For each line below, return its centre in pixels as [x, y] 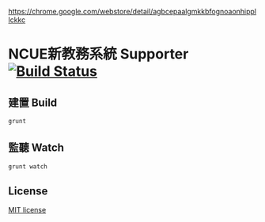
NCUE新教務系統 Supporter [98, 54]
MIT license [27, 210]
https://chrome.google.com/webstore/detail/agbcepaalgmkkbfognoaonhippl [132, 11]
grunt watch [28, 166]
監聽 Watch [36, 148]
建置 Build [33, 102]
